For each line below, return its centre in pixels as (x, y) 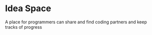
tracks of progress (24, 27)
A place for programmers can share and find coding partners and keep (76, 22)
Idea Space (28, 9)
